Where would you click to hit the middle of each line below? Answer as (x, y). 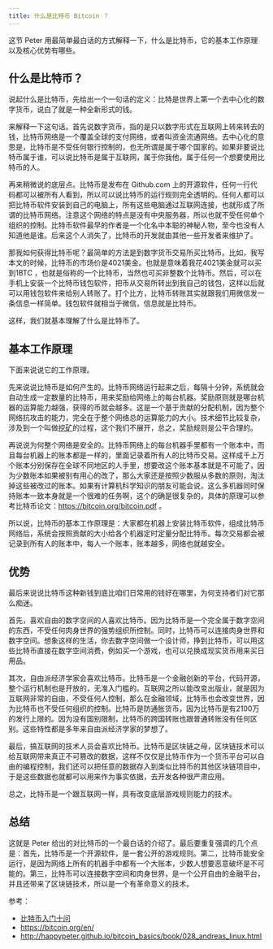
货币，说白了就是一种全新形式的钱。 (76, 110)
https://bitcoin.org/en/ (57, 927)
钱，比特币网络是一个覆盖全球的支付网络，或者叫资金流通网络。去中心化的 (133, 137)
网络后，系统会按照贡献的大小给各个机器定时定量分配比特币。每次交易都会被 (136, 534)
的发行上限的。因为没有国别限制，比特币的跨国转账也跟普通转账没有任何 (129, 719)
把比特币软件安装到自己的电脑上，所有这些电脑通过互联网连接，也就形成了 (133, 205)
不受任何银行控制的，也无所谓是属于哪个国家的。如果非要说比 (161, 147)
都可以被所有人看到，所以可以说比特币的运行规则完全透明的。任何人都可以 (140, 195)
